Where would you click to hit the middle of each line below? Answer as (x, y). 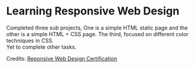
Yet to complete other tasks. (41, 47)
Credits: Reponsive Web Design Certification (62, 58)
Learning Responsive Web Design (93, 11)
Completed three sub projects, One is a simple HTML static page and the (97, 28)
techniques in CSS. (30, 40)
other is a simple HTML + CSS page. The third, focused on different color (97, 34)
